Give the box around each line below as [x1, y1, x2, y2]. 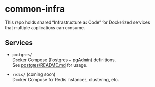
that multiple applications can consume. [5, 24, 85, 30]
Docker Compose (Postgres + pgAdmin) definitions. [12, 57, 116, 63]
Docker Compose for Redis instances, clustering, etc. [12, 76, 119, 82]
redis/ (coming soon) [12, 71, 56, 77]
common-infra [5, 3, 65, 15]
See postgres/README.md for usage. [12, 62, 87, 68]
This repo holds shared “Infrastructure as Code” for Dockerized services [5, 19, 150, 25]
